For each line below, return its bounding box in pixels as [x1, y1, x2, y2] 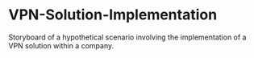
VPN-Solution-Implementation [8, 6, 218, 24]
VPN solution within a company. [8, 40, 115, 50]
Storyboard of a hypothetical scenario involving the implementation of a [8, 32, 247, 42]
